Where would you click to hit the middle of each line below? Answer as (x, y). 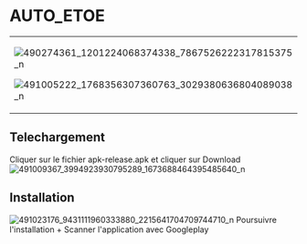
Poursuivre (256, 219)
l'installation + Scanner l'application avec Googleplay (109, 229)
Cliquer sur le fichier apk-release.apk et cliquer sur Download (125, 159)
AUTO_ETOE (57, 16)
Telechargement (57, 137)
